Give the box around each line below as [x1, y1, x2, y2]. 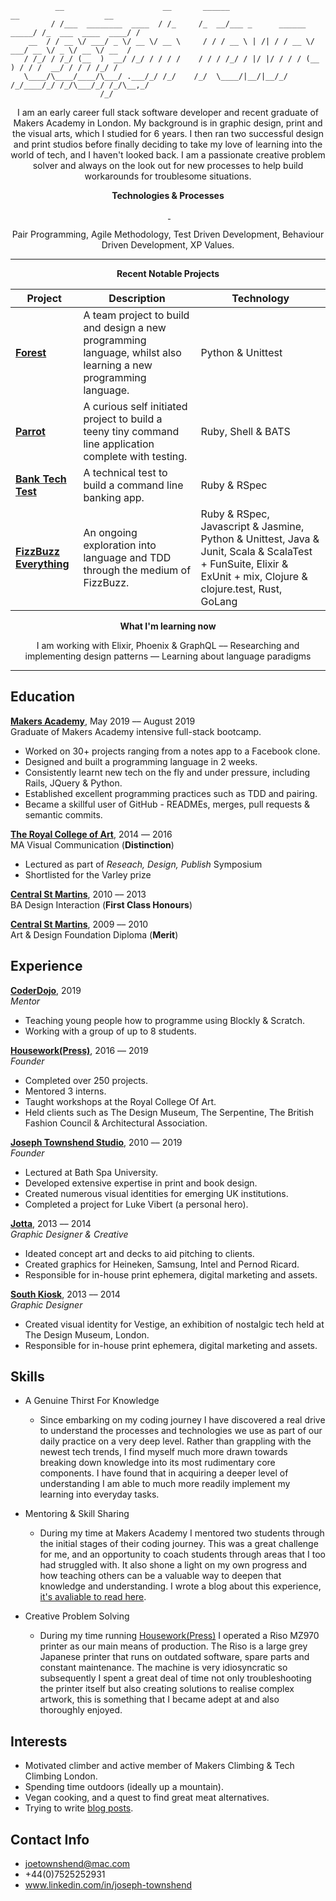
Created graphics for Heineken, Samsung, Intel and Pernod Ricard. [24, 1258, 300, 1270]
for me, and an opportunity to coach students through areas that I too [39, 1548, 327, 1561]
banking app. [83, 491, 145, 504]
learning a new [83, 358, 153, 372]
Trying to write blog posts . [24, 1802, 134, 1814]
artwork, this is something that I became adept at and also [39, 1693, 280, 1706]
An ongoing [83, 526, 138, 539]
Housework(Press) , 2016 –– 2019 [10, 1044, 149, 1056]
